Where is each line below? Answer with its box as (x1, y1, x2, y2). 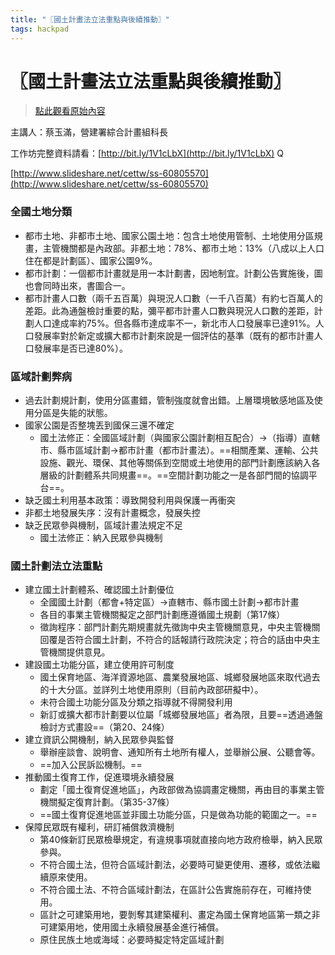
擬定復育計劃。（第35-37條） (57, 796, 175, 808)
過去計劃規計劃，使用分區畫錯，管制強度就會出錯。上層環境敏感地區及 (24, 394, 315, 406)
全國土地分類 (10, 205, 73, 219)
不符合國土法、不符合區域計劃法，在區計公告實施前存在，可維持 (39, 884, 303, 896)
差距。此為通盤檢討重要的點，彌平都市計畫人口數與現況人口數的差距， (24, 304, 315, 316)
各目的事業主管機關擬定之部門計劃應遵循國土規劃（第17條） (39, 609, 286, 621)
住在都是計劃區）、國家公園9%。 (24, 254, 158, 266)
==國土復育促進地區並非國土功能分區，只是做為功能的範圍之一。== (39, 809, 318, 821)
